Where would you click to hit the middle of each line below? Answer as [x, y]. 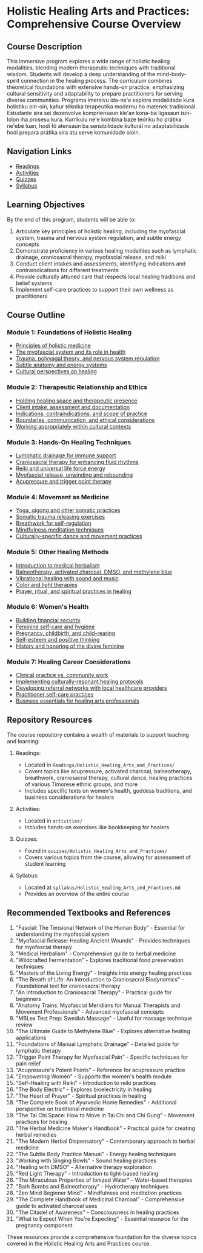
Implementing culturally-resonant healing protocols [79, 682]
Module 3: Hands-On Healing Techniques [69, 442]
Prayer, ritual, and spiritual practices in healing [74, 591]
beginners [28, 999]
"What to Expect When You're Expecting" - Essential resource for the [102, 1218]
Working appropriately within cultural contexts [73, 426]
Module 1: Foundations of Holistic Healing [69, 332]
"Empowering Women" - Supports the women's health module [94, 1076]
